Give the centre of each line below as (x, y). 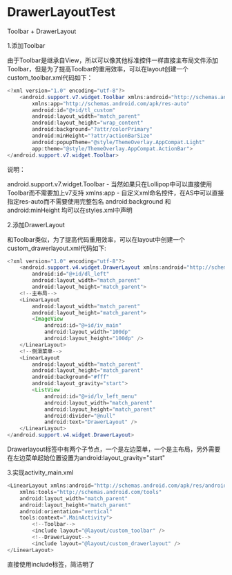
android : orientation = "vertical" (66, 511)
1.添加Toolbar (26, 45)
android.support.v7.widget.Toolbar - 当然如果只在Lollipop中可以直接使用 (110, 184)
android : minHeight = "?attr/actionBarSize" (93, 136)
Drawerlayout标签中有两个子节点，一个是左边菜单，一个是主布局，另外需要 (114, 449)
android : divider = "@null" (80, 416)
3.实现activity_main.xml (40, 472)
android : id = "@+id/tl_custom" (74, 110)
